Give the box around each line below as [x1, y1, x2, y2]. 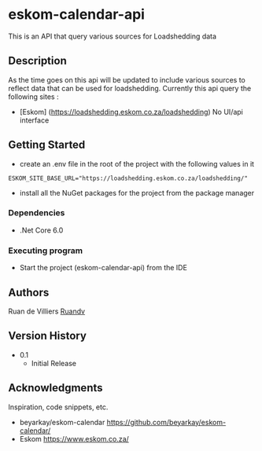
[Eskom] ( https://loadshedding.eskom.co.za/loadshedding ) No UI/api [19, 107, 244, 116]
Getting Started [8, 138, 86, 152]
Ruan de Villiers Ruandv [8, 306, 85, 316]
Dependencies [8, 207, 65, 218]
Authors [8, 285, 50, 299]
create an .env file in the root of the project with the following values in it [19, 159, 254, 168]
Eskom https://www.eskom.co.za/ [19, 434, 130, 443]
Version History [8, 329, 87, 343]
